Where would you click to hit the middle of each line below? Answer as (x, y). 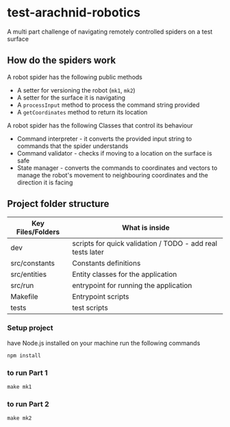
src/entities (28, 274)
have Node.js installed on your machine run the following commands (104, 343)
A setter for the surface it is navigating (71, 97)
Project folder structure (58, 204)
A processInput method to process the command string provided (108, 105)
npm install (24, 355)
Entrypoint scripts (101, 296)
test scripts (90, 308)
